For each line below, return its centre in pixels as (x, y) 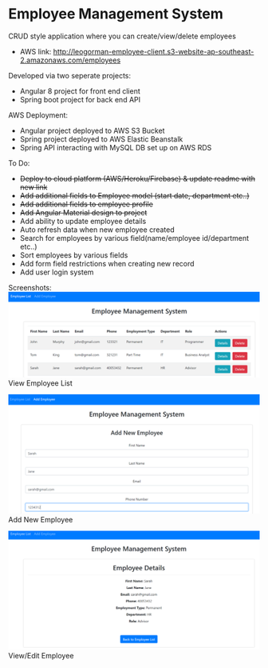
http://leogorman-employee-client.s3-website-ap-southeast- (154, 51)
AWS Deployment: (38, 115)
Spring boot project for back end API (80, 99)
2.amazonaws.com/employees (70, 60)
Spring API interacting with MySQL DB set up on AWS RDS (116, 147)
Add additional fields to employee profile (87, 204)
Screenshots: (30, 287)
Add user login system (57, 272)
